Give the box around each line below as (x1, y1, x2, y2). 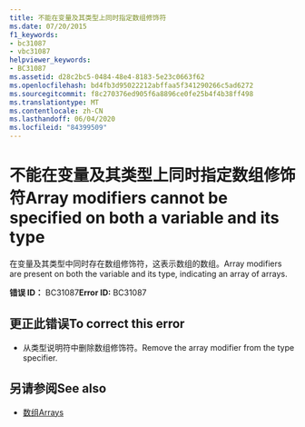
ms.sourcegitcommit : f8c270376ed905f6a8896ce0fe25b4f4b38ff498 (9, 89, 254, 98)
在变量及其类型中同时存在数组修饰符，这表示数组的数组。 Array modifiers (9, 258, 282, 269)
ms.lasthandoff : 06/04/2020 (9, 114, 116, 124)
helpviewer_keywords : (9, 55, 92, 65)
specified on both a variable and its (9, 208, 280, 228)
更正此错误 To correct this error (9, 316, 185, 332)
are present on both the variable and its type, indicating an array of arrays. (9, 268, 288, 279)
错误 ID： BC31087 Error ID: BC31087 (9, 287, 147, 298)
